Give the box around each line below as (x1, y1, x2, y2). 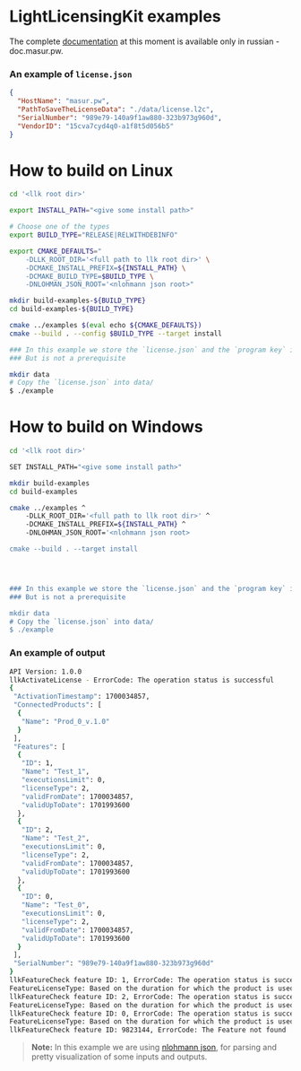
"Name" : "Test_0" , (21, 901, 90, 910)
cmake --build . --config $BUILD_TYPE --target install (9, 329, 222, 338)
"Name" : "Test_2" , (21, 834, 90, 843)
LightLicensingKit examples (9, 6, 221, 27)
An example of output (9, 647, 106, 659)
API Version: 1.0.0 (9, 666, 82, 676)
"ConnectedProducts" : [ (13, 701, 102, 710)
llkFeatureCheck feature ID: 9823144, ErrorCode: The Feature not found (9, 1025, 287, 1035)
